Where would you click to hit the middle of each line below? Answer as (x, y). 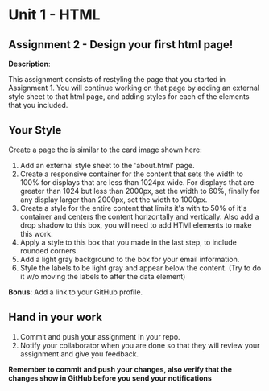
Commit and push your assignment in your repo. (100, 336)
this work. (37, 233)
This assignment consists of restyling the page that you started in (117, 79)
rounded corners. (49, 250)
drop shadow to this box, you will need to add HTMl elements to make (136, 225)
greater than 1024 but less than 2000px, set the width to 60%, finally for (140, 191)
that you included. (38, 105)
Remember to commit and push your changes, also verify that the (120, 369)
